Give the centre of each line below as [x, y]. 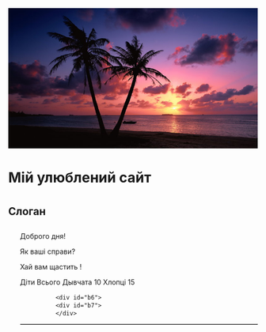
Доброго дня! [42, 236]
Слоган [27, 211]
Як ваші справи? [47, 251]
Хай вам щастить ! [51, 267]
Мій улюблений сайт [80, 177]
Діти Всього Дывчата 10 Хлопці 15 [77, 282]
